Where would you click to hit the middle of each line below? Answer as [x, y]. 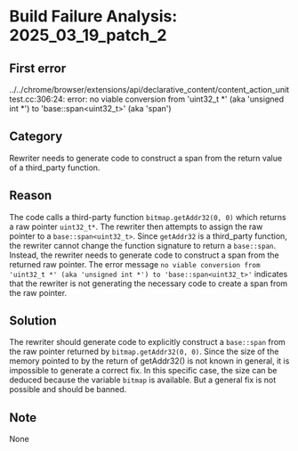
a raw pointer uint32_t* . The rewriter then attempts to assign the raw [136, 226]
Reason [31, 196]
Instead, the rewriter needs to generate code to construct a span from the [145, 255]
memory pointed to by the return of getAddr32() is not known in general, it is [149, 361]
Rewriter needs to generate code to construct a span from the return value [146, 158]
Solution [33, 321]
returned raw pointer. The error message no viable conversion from [135, 264]
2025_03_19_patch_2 [88, 35]
